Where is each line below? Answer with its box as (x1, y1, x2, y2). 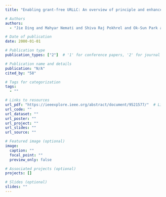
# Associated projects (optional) (5, 166, 77, 171)
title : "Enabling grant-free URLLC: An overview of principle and (5, 7, 145, 12)
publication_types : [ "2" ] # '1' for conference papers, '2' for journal (5, 52, 161, 57)
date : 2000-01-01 (5, 39, 41, 44)
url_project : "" (5, 121, 39, 126)
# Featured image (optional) (5, 139, 65, 144)
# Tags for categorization (5, 80, 61, 85)
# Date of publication (5, 34, 52, 40)
